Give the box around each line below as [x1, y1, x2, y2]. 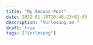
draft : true [6, 25, 35, 31]
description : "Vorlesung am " [6, 19, 80, 25]
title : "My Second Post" [6, 8, 67, 15]
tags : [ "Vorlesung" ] [6, 30, 57, 36]
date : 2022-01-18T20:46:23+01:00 [6, 14, 88, 20]
